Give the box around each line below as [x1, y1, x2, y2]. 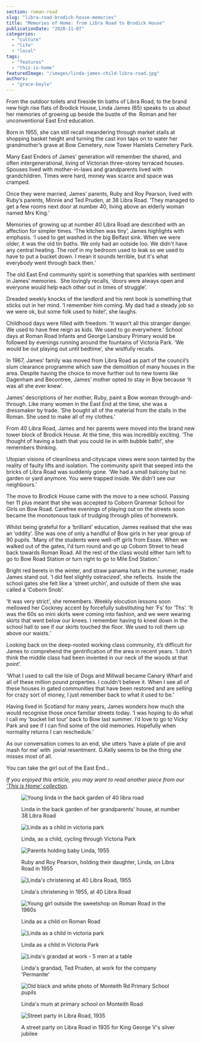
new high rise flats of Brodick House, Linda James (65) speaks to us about [6, 104, 191, 111]
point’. [6, 661, 22, 667]
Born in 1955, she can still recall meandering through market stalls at [6, 128, 175, 136]
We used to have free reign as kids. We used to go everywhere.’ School [6, 326, 183, 333]
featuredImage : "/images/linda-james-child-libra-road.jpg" [6, 70, 160, 76]
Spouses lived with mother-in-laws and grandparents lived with [6, 166, 163, 173]
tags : [6, 53, 20, 59]
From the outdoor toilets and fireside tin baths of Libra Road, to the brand [6, 98, 187, 105]
